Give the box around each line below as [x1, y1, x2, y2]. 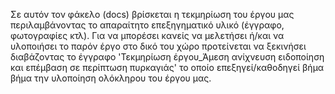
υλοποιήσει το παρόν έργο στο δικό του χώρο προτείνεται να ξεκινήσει [10, 40, 307, 52]
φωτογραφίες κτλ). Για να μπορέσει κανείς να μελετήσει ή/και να [10, 30, 285, 41]
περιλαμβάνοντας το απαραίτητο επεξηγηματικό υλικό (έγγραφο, [10, 19, 285, 31]
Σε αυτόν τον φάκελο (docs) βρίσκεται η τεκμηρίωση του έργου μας [10, 9, 295, 20]
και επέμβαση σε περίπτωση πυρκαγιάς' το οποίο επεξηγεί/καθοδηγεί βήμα [10, 62, 325, 73]
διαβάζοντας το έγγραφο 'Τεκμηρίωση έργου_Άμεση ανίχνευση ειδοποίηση [10, 51, 325, 63]
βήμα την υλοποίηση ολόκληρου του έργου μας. [10, 72, 212, 84]
